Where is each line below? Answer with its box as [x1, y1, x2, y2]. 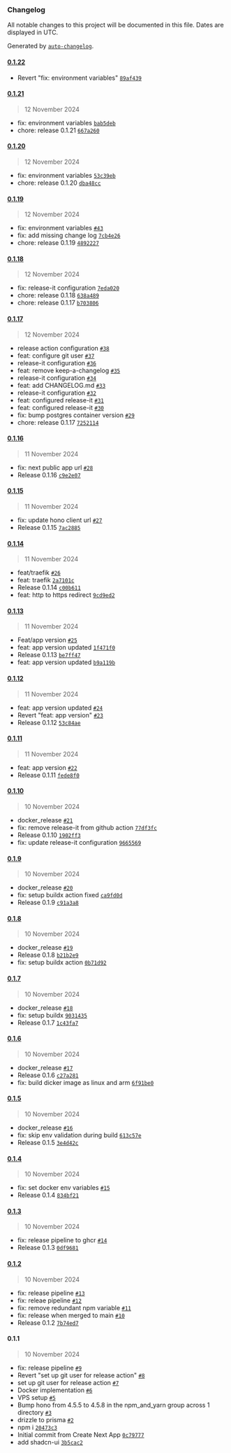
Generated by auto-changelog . [7, 42, 94, 50]
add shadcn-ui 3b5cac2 [17, 1438, 84, 1446]
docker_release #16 [17, 1123, 73, 1132]
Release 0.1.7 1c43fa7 [17, 1018, 79, 1027]
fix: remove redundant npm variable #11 [17, 1303, 131, 1312]
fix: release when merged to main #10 [17, 1311, 126, 1319]
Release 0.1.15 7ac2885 [17, 523, 81, 531]
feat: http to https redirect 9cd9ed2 [17, 591, 115, 599]
